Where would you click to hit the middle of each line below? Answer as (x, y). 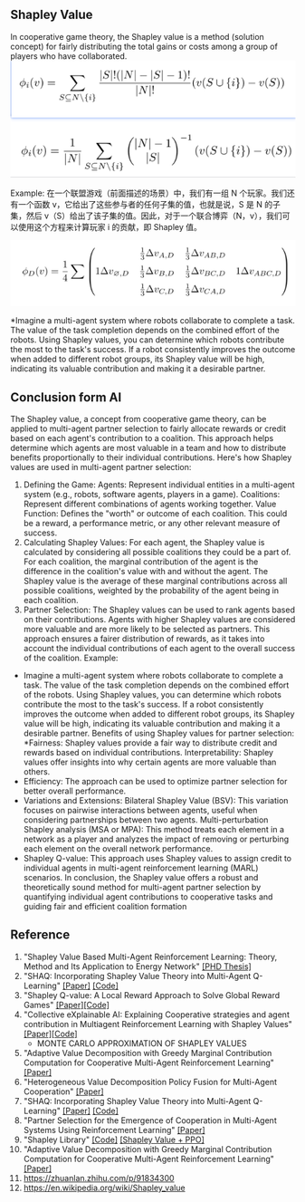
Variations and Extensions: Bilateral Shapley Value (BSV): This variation (156, 801)
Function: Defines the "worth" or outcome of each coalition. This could (155, 514)
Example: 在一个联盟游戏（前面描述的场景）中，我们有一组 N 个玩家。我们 (149, 193)
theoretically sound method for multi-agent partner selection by (142, 888)
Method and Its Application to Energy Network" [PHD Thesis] (137, 966)
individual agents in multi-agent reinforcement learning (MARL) (141, 868)
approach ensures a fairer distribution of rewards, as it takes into (144, 639)
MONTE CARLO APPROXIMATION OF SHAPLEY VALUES (142, 1043)
